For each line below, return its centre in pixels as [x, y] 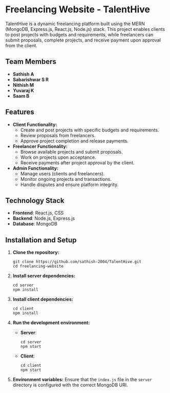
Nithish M [23, 85]
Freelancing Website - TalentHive [78, 10]
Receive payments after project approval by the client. [77, 162]
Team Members [31, 62]
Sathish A [23, 74]
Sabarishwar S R [30, 79]
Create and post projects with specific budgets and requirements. [90, 130]
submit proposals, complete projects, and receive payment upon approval [83, 40]
